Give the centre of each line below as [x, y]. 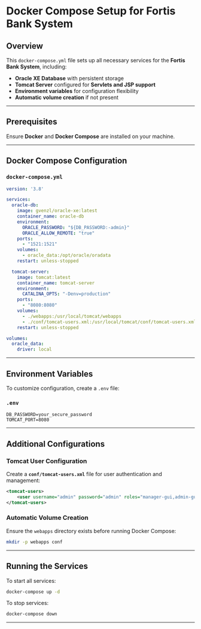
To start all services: [31, 580]
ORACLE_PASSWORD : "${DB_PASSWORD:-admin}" [76, 227]
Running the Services [47, 566]
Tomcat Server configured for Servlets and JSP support [85, 85]
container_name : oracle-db [51, 216]
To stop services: [28, 603]
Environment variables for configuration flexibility [77, 91]
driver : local [34, 350]
